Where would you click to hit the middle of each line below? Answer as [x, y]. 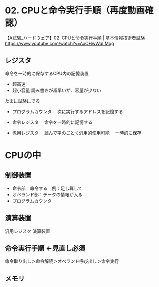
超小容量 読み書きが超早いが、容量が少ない [57, 90]
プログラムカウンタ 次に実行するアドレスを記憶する [68, 111]
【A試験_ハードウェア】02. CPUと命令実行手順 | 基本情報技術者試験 [75, 38]
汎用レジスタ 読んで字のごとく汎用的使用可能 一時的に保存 [77, 133]
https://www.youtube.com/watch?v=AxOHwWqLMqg [60, 43]
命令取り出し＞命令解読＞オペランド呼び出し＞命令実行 [62, 261]
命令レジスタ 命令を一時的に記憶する [52, 122]
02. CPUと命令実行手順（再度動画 [75, 10]
